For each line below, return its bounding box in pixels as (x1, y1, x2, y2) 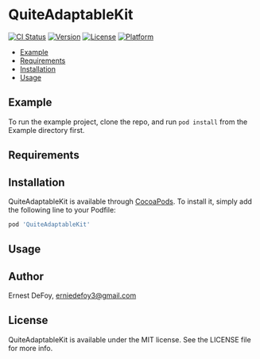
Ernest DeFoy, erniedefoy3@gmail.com (8, 291, 137, 300)
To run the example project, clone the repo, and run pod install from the (8, 117, 248, 127)
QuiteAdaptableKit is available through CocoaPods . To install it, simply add (8, 197, 253, 206)
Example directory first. (8, 125, 85, 135)
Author (8, 269, 44, 283)
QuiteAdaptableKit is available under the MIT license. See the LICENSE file (8, 334, 252, 344)
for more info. (8, 343, 53, 353)
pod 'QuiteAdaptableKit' (8, 220, 91, 228)
